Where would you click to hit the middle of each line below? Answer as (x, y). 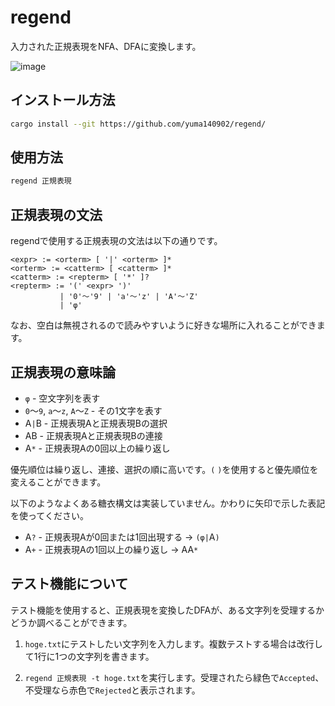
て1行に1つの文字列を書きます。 (89, 656)
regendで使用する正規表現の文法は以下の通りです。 (116, 241)
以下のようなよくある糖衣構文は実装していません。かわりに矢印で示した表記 (168, 503)
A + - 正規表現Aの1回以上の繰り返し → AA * (111, 549)
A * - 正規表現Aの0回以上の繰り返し (97, 448)
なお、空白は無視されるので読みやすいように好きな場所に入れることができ (163, 325)
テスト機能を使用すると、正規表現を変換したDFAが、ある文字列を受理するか (167, 610)
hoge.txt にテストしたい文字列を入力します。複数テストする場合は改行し (173, 643)
